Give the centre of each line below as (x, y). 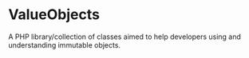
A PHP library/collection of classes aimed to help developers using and (125, 37)
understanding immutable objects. (65, 44)
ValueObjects (54, 15)
